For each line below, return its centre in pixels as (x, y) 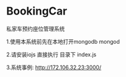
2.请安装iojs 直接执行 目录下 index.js (51, 54)
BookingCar (37, 11)
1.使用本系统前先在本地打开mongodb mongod (63, 41)
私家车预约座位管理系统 (35, 28)
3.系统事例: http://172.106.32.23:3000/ (54, 67)
